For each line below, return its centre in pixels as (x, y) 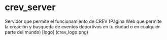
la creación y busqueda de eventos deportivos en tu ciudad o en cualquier (82, 26)
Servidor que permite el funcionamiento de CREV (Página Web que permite (83, 21)
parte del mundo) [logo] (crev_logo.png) (46, 32)
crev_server (30, 7)
